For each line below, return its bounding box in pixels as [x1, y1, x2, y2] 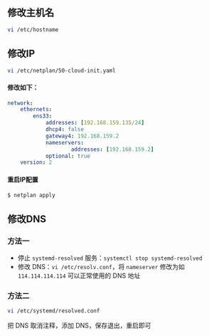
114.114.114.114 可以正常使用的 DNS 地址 [17, 271, 141, 280]
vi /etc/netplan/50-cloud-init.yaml [7, 67, 116, 74]
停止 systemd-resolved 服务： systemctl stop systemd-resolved [17, 253, 203, 262]
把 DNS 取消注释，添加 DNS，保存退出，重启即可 [7, 321, 151, 330]
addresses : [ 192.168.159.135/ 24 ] [45, 120, 144, 127]
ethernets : [20, 106, 53, 113]
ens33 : [33, 112, 53, 120]
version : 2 [20, 159, 53, 166]
